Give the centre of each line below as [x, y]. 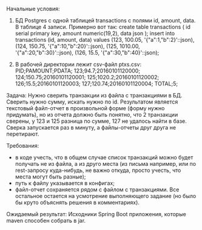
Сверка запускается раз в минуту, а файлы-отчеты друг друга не [91, 127]
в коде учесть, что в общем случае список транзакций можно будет [104, 157]
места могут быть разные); [50, 177]
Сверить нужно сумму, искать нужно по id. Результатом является [92, 102]
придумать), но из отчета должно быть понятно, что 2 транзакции [92, 115]
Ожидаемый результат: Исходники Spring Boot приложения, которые [96, 214]
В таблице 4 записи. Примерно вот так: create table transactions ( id [103, 27]
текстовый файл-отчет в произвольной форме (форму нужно [86, 108]
